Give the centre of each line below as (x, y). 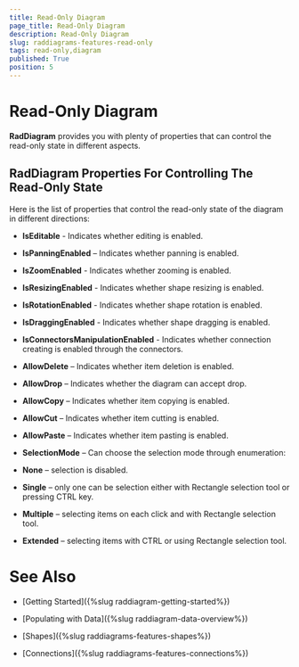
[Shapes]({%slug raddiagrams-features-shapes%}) (117, 636)
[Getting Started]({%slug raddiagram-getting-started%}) (126, 601)
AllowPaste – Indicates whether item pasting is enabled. (125, 435)
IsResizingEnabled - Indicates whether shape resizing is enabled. (143, 287)
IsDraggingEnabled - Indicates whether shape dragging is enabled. (146, 322)
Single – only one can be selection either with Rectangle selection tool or (156, 487)
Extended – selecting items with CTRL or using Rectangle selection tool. (154, 540)
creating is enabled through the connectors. (103, 349)
